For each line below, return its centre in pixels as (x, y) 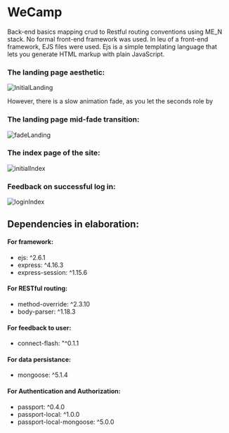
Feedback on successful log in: (61, 186)
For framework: (31, 242)
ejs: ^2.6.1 (31, 257)
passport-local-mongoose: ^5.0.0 (66, 422)
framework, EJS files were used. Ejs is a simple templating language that (112, 46)
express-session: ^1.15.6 (52, 272)
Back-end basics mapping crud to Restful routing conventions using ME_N (115, 32)
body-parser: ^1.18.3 (46, 311)
